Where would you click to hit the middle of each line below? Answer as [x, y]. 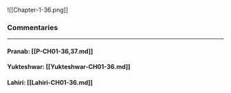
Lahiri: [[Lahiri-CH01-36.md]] [50, 83]
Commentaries [33, 27]
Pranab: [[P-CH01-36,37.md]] [50, 51]
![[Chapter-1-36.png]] [38, 10]
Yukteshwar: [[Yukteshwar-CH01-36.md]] [69, 67]
